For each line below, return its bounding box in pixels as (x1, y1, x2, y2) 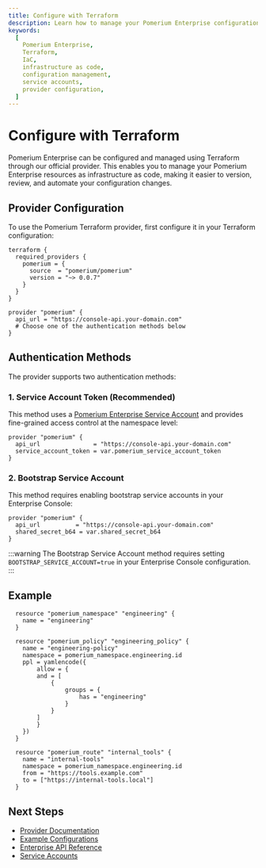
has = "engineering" (78, 693, 147, 702)
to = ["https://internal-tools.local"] (22, 776, 154, 785)
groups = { (64, 686, 101, 694)
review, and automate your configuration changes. (8, 178, 173, 188)
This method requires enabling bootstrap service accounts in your (8, 491, 224, 500)
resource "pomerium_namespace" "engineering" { (15, 610, 176, 618)
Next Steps (8, 805, 64, 818)
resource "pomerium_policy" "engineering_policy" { (15, 637, 190, 646)
